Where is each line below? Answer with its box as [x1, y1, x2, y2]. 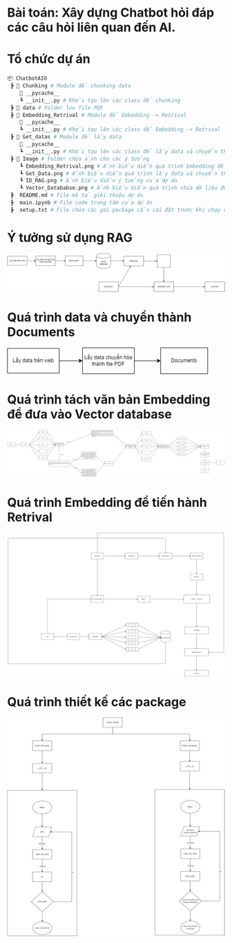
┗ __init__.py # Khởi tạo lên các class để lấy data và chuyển [19, 147, 217, 155]
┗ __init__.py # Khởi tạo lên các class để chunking [19, 97, 181, 104]
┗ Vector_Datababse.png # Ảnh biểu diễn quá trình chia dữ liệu [19, 185, 217, 192]
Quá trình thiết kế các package [7, 694, 186, 710]
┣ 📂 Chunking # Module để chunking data [10, 82, 131, 89]
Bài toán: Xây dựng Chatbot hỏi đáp [7, 5, 215, 21]
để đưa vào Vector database [7, 406, 173, 422]
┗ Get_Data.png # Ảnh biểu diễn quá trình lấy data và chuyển [19, 170, 217, 177]
